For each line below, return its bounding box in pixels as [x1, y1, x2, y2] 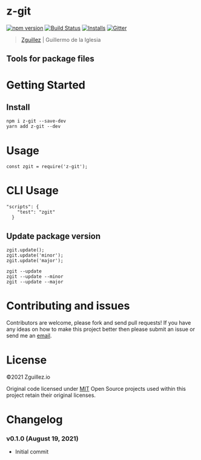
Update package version [6, 231, 101, 241]
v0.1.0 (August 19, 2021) [6, 435, 79, 442]
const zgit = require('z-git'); [6, 164, 88, 170]
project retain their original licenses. [6, 391, 96, 399]
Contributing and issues [6, 299, 130, 313]
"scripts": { [6, 204, 39, 210]
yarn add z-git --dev [6, 123, 61, 130]
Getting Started [6, 78, 86, 92]
